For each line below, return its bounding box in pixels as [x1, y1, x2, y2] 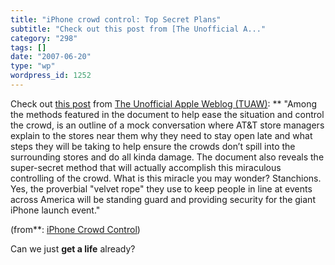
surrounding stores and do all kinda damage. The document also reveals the [10, 151, 325, 163]
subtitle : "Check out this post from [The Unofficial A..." [10, 24, 267, 34]
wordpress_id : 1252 [10, 71, 92, 81]
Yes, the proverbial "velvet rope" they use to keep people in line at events [10, 182, 313, 195]
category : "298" [10, 33, 78, 43]
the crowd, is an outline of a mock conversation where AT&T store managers [10, 119, 325, 131]
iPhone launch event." [10, 204, 101, 216]
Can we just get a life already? [10, 242, 136, 255]
